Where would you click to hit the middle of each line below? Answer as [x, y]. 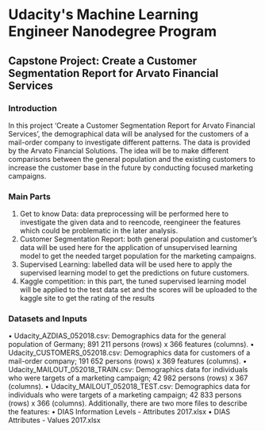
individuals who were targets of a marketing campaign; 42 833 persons [125, 395]
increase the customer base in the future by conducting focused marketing [131, 167]
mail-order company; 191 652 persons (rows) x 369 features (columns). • [128, 361]
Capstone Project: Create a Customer [102, 61]
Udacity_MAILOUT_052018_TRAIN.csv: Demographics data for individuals [128, 370]
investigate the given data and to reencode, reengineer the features [130, 222]
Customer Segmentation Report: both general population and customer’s [138, 239]
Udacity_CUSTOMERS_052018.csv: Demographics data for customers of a [129, 353]
